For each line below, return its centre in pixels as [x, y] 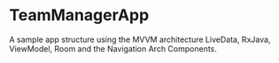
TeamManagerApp [79, 15]
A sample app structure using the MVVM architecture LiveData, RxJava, [140, 39]
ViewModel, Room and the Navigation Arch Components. [113, 48]
